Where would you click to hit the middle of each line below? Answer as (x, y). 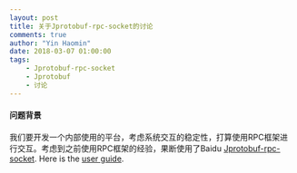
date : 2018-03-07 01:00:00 (60, 52)
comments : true (38, 34)
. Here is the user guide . (79, 159)
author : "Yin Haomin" (50, 43)
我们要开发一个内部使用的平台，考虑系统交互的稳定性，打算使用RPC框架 (145, 137)
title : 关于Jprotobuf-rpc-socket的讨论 (81, 26)
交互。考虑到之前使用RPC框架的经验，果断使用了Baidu (119, 148)
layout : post (34, 18)
